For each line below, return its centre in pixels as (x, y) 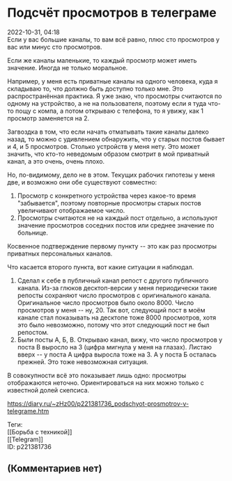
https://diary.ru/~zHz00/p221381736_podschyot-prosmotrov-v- (98, 403)
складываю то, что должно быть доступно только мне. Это (95, 88)
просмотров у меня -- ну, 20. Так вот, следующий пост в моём (111, 310)
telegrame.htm (28, 411)
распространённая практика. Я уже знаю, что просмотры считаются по (115, 96)
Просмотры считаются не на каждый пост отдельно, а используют (117, 218)
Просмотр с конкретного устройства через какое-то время (107, 196)
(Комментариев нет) (55, 469)
